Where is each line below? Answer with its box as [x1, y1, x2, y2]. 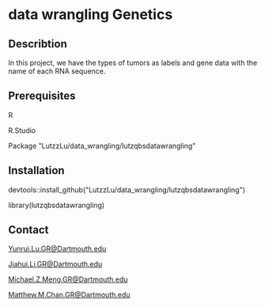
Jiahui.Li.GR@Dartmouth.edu [8, 260, 103, 269]
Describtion [8, 37, 67, 51]
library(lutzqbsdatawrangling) [8, 200, 105, 210]
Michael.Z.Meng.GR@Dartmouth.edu [8, 275, 128, 284]
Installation [8, 164, 65, 177]
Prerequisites [8, 89, 76, 103]
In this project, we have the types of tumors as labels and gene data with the [8, 58, 258, 67]
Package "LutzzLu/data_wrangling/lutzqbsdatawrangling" [8, 141, 196, 150]
